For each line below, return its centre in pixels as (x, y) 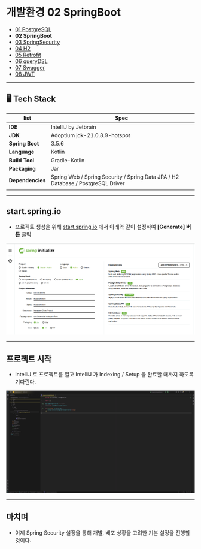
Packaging (22, 168)
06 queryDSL (31, 61)
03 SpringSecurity (37, 42)
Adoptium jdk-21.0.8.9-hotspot (90, 135)
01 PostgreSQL (33, 29)
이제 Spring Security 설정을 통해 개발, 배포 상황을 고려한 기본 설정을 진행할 (102, 533)
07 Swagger (30, 67)
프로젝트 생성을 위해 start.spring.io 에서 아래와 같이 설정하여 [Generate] (100, 227)
